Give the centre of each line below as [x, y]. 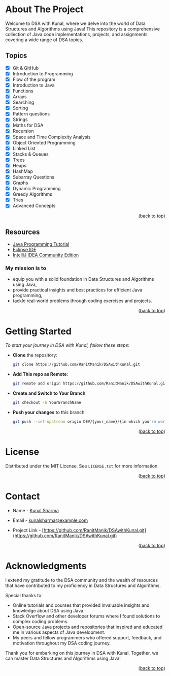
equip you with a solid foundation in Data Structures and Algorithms [83, 279]
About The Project [44, 9]
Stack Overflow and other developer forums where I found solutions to [86, 616]
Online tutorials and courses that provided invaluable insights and [81, 605]
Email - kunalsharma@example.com [50, 520]
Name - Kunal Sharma [36, 510]
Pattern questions [31, 114]
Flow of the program [34, 79]
